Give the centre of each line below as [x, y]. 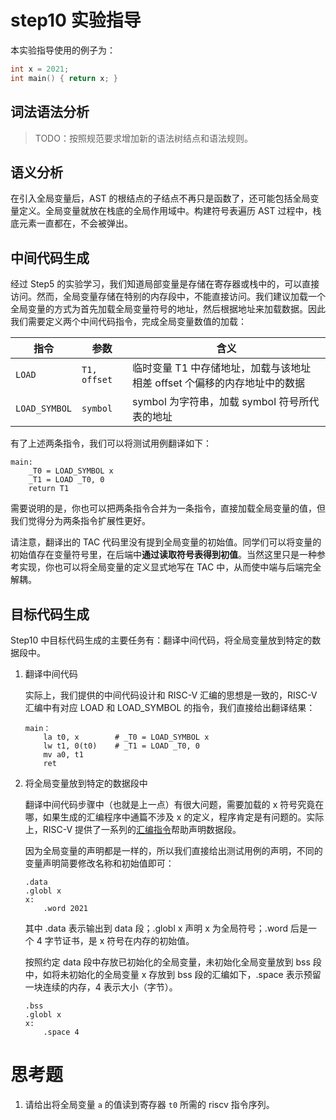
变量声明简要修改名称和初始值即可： [99, 863]
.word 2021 [66, 908]
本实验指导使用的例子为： [63, 50]
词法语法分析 [50, 112]
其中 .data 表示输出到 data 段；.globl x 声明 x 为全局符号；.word [156, 928]
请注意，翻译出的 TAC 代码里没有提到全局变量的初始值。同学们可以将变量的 [166, 542]
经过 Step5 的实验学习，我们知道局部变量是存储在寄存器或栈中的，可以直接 [165, 284]
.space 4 [61, 1032]
